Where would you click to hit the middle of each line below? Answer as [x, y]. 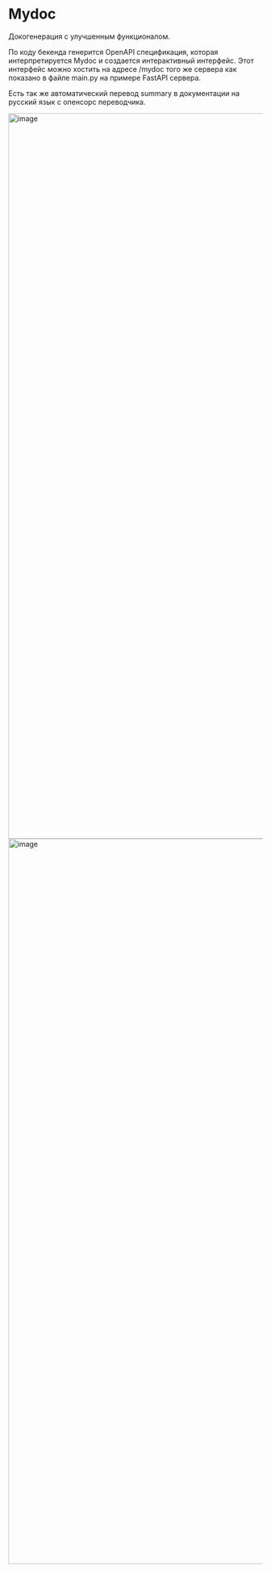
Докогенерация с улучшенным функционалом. [90, 36]
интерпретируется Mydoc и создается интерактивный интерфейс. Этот [131, 60]
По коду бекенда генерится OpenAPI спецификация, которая [113, 52]
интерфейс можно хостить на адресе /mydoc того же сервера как [123, 69]
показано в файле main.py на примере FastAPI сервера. [105, 77]
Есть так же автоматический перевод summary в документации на [124, 93]
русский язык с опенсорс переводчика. [77, 102]
